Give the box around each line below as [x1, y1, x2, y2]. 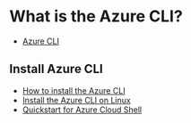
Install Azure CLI [9, 61, 103, 77]
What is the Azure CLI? [9, 6, 184, 27]
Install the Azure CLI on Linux [22, 94, 132, 105]
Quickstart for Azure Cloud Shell [22, 104, 142, 115]
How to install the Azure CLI [22, 85, 126, 95]
